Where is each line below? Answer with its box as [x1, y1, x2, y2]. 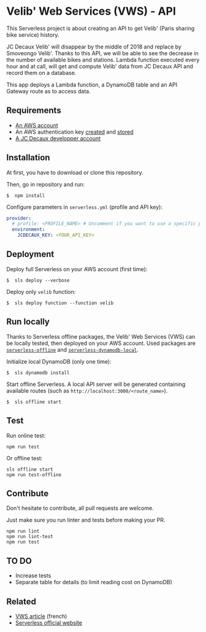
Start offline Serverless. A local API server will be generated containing [6, 380, 186, 388]
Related [6, 596, 37, 607]
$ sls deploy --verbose [6, 277, 70, 283]
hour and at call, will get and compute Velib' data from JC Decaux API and [6, 63, 193, 70]
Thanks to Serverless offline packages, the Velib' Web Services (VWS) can [6, 333, 196, 340]
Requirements [6, 106, 61, 116]
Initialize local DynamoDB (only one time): [6, 358, 112, 365]
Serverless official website [15, 619, 83, 626]
